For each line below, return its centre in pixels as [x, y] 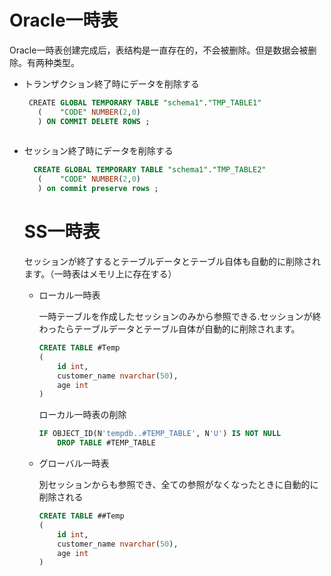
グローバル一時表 [74, 463]
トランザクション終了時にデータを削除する [111, 83]
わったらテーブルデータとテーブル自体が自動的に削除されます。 [169, 329]
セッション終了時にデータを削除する [98, 151]
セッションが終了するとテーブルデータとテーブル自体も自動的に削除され [172, 261]
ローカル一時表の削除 [82, 415]
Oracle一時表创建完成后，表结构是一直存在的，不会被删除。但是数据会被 [159, 50]
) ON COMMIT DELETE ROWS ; [94, 121]
